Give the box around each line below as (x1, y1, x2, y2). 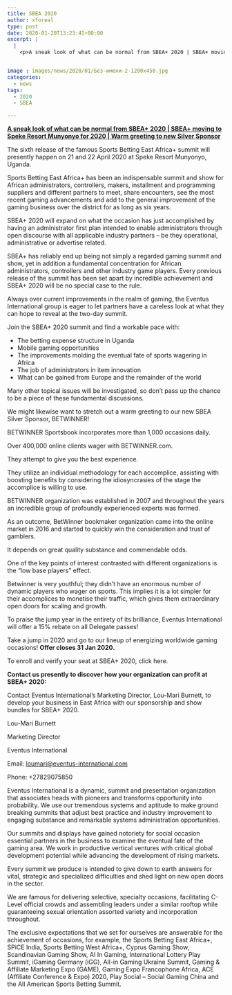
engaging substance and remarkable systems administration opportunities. (7, 816, 220, 825)
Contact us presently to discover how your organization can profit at (7, 670, 208, 679)
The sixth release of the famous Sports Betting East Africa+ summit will (7, 146, 211, 154)
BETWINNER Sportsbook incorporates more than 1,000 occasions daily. (7, 428, 211, 437)
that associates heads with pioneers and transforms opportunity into (7, 794, 202, 802)
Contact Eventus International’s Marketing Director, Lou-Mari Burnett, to (7, 691, 211, 700)
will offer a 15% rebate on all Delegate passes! (7, 623, 139, 631)
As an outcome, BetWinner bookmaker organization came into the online (7, 518, 214, 526)
